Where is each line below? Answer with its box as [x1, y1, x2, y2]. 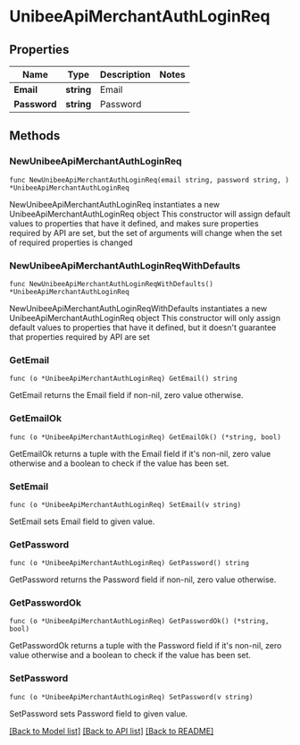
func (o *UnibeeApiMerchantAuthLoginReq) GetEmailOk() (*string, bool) [9, 432, 281, 442]
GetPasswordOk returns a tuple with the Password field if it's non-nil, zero [9, 640, 282, 651]
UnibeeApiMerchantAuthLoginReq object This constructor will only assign [9, 312, 281, 323]
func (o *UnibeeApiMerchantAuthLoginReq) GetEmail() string [9, 374, 238, 384]
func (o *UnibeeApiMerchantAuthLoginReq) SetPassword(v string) [9, 692, 254, 701]
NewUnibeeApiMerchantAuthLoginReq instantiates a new [9, 199, 221, 209]
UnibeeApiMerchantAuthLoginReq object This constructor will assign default [9, 208, 291, 219]
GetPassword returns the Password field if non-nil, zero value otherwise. [9, 574, 277, 585]
